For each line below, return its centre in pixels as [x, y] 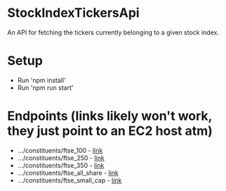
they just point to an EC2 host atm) [110, 131]
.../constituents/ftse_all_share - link [68, 173]
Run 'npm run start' [45, 87]
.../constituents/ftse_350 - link [61, 165]
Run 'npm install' [42, 80]
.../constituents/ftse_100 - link [60, 150]
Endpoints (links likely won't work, [110, 116]
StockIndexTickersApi [73, 13]
